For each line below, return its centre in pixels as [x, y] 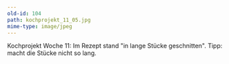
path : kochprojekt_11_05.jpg [49, 20]
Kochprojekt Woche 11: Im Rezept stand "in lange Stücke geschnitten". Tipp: [115, 46]
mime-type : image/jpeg [40, 26]
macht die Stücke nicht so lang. [52, 53]
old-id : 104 [24, 13]
